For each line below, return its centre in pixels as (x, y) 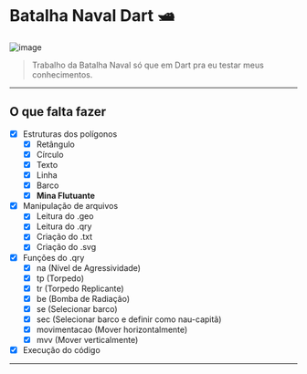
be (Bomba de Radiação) (83, 298)
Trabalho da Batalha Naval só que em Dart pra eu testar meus (148, 65)
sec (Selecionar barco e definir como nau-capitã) (129, 319)
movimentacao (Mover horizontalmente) (112, 329)
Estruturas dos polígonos (70, 134)
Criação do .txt (64, 237)
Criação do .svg (66, 247)
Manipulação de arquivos (70, 206)
